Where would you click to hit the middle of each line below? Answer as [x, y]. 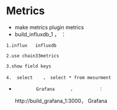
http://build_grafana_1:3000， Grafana [61, 101]
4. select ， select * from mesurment [58, 77]
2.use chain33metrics [33, 56]
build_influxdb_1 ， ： [40, 34]
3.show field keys [29, 66]
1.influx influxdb [32, 46]
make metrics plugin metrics [49, 27]
